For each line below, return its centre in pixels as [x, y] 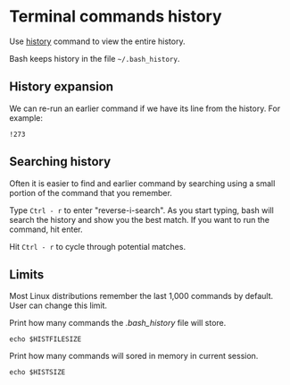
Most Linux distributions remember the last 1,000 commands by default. [141, 296]
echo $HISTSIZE [37, 372]
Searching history [60, 162]
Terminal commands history [116, 17]
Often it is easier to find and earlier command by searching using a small [142, 183]
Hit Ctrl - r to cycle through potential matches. [97, 246]
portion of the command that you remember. [91, 192]
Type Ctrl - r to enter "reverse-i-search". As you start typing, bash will [141, 210]
